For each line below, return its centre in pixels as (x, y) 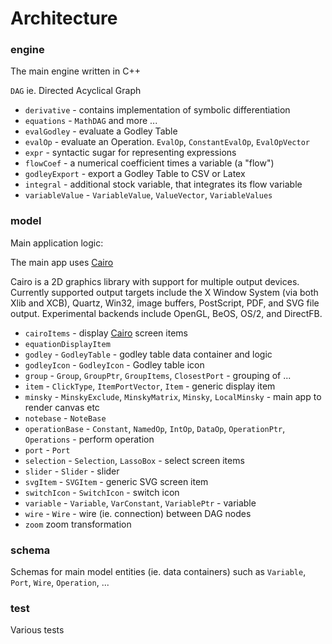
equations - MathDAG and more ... (91, 121)
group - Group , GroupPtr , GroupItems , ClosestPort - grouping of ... (158, 375)
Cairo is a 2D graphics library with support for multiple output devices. (155, 281)
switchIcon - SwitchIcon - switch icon (102, 492)
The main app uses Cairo (62, 262)
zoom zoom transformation (78, 524)
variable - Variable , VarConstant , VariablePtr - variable (140, 503)
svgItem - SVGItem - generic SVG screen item (116, 481)
